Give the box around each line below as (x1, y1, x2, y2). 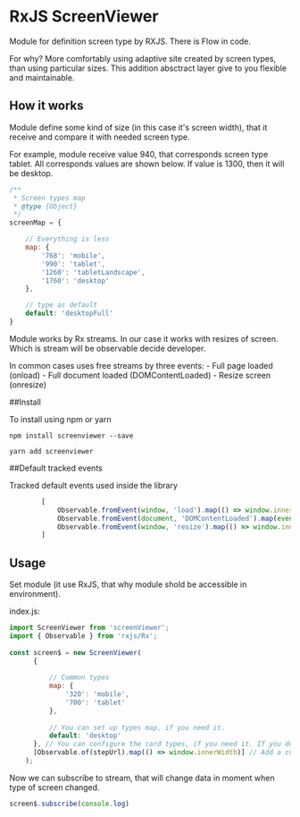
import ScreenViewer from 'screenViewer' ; (9, 624, 170, 633)
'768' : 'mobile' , (41, 251, 105, 260)
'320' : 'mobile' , (65, 690, 129, 699)
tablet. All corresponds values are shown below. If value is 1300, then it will (9, 158, 285, 169)
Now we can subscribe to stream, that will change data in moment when (9, 772, 275, 783)
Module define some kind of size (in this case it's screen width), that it (9, 122, 268, 132)
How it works (9, 98, 84, 114)
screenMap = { (9, 218, 62, 227)
